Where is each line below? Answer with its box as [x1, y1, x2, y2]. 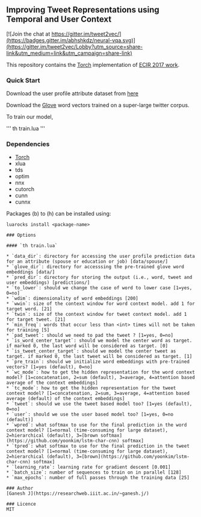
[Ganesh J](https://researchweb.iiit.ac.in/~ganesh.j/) [6, 490, 149, 497]
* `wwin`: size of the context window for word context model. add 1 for [6, 301, 196, 307]
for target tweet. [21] [6, 316, 66, 323]
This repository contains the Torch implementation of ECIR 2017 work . [6, 61, 179, 68]
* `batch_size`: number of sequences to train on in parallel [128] [6, 469, 182, 475]
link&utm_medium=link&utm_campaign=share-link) [6, 49, 132, 57]
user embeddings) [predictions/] [6, 280, 90, 286]
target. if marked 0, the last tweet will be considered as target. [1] [6, 354, 193, 360]
